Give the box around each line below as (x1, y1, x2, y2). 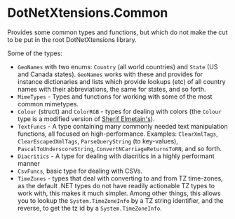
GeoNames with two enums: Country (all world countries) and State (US (17, 62, 218, 71)
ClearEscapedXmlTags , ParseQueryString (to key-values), (17, 136, 179, 145)
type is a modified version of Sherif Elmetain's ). (17, 114, 155, 123)
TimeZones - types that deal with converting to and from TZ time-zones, (17, 174, 223, 183)
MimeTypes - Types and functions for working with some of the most (17, 92, 213, 101)
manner (17, 159, 40, 167)
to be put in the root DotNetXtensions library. (7, 35, 137, 43)
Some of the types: (7, 49, 63, 57)
